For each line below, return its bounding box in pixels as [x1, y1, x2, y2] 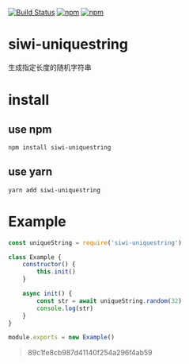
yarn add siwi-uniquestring [8, 186, 101, 194]
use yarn [8, 165, 53, 179]
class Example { [8, 253, 62, 261]
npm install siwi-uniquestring [8, 143, 112, 151]
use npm [8, 122, 52, 136]
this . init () [36, 268, 77, 276]
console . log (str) [36, 304, 93, 312]
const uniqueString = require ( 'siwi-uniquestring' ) [8, 238, 182, 246]
